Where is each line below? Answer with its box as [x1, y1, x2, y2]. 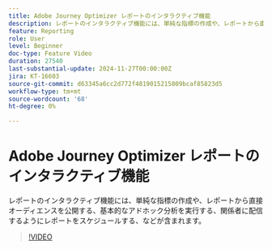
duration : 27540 [8, 58, 63, 66]
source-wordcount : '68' [8, 95, 89, 103]
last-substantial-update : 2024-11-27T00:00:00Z [8, 65, 172, 73]
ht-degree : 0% [8, 102, 57, 110]
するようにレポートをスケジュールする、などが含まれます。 [8, 216, 206, 225]
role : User [8, 34, 45, 43]
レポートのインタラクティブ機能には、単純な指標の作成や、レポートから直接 [8, 195, 263, 205]
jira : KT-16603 [8, 72, 60, 80]
